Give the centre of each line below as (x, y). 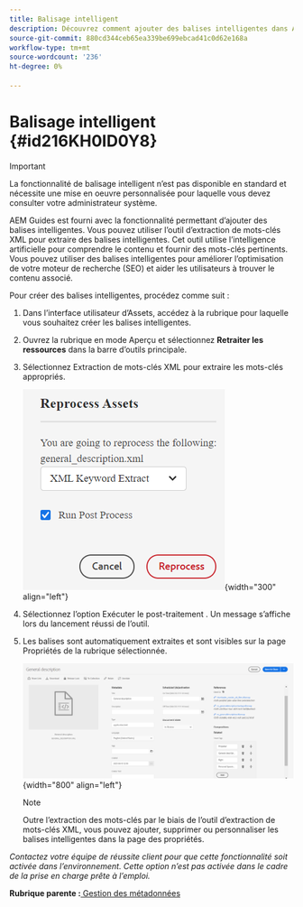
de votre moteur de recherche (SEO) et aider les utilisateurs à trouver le (142, 268)
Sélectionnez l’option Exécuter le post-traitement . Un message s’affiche (156, 614)
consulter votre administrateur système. (83, 202)
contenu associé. (41, 278)
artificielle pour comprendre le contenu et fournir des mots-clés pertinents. (149, 249)
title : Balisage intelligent (64, 19)
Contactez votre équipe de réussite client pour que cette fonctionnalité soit (149, 856)
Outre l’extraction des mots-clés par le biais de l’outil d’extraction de (149, 819)
